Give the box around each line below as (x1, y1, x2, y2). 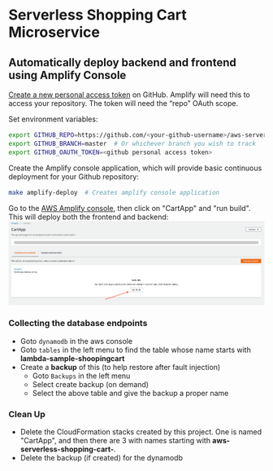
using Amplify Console (8, 68, 127, 82)
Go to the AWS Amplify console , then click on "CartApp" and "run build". (8, 203, 251, 213)
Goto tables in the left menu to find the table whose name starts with (19, 345, 252, 354)
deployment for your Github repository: (8, 171, 140, 181)
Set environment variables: (8, 114, 98, 124)
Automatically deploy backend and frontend (8, 55, 237, 69)
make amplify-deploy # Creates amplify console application (8, 188, 220, 196)
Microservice (8, 23, 100, 42)
